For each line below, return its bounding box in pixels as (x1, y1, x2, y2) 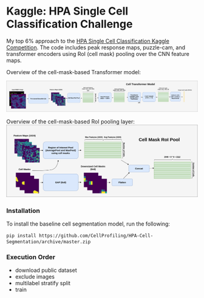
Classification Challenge (6, 17, 133, 31)
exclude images (15, 273, 55, 280)
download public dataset (15, 266, 77, 274)
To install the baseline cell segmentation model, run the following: (6, 220, 170, 227)
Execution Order (6, 252, 56, 261)
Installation (6, 206, 41, 215)
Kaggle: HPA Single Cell (6, 4, 129, 18)
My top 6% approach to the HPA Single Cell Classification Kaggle (6, 37, 170, 44)
